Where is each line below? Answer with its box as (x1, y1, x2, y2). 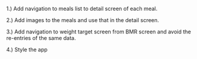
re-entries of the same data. (6, 35, 77, 41)
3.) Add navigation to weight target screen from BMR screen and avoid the (6, 28, 192, 35)
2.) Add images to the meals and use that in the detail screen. (6, 17, 160, 23)
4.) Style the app (6, 46, 48, 53)
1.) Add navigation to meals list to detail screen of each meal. (6, 5, 158, 12)
